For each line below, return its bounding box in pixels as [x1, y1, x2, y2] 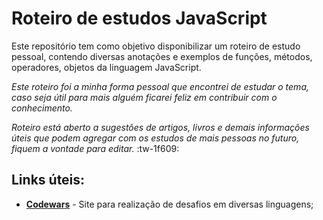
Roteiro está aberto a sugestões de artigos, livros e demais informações [11, 121, 310, 133]
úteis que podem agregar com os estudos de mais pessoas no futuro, [11, 132, 300, 144]
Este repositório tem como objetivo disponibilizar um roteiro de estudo [11, 40, 301, 52]
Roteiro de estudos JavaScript [11, 7, 268, 30]
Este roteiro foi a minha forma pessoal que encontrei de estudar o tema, [11, 80, 309, 92]
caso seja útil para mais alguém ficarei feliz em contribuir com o [11, 91, 278, 103]
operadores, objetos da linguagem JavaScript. [11, 61, 202, 73]
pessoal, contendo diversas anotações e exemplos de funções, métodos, [11, 50, 313, 62]
